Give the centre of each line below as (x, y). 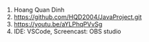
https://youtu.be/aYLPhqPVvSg (58, 24)
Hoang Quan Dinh (39, 10)
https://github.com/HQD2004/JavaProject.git (78, 17)
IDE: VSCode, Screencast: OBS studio (67, 31)
